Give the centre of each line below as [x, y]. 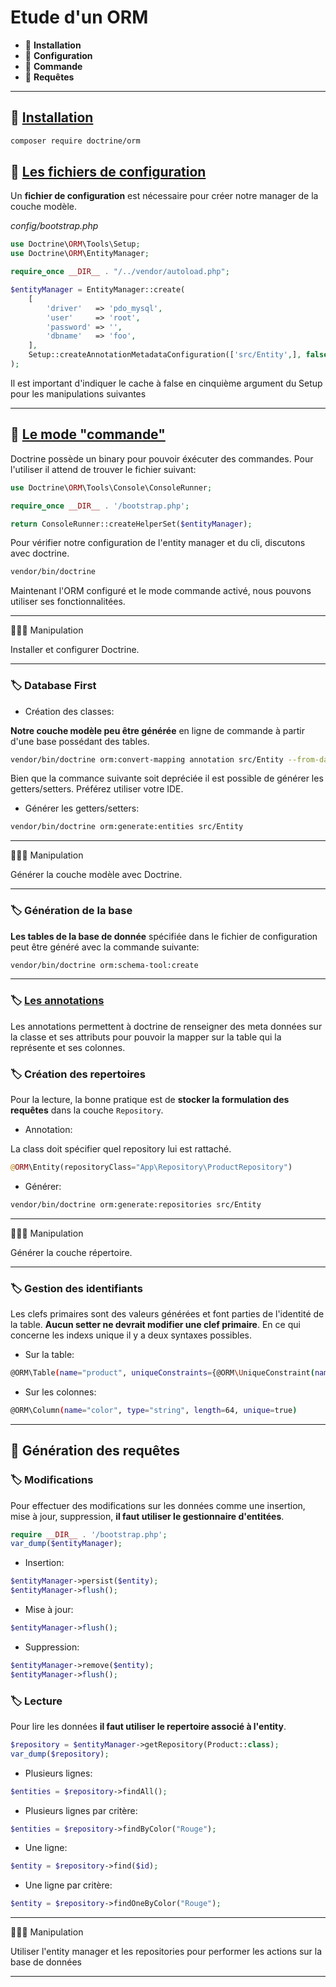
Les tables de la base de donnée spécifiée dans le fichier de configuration [164, 936]
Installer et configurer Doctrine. [75, 650]
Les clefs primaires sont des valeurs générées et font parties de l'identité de [167, 1314]
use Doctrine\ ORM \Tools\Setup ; [75, 244]
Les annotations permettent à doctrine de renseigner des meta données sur [166, 1026]
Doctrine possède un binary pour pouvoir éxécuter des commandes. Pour [162, 458]
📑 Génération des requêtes [95, 1451]
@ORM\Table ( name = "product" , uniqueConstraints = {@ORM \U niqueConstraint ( [162, 1373]
